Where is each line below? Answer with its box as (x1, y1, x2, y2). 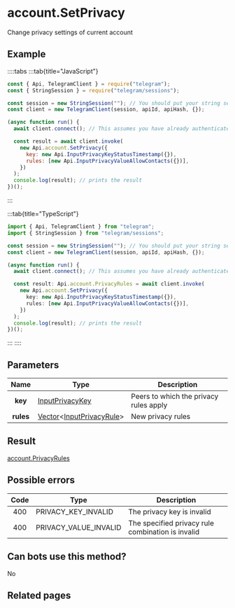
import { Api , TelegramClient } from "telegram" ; (7, 223, 155, 230)
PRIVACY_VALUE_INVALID (36, 523, 122, 532)
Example (7, 48, 46, 60)
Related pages (7, 589, 71, 601)
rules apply (131, 400, 168, 410)
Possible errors (7, 474, 76, 486)
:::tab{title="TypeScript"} (7, 210, 79, 218)
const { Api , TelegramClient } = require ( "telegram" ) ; (7, 80, 171, 87)
